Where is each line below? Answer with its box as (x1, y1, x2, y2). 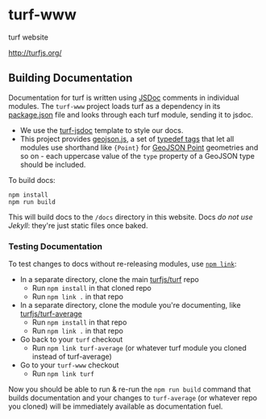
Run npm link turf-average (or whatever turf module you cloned (31, 343, 247, 353)
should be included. (19, 160, 86, 169)
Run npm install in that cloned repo (31, 284, 152, 293)
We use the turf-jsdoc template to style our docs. (19, 125, 184, 135)
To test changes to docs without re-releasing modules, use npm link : (8, 259, 237, 269)
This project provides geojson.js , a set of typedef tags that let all (19, 134, 235, 143)
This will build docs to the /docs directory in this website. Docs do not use (8, 212, 253, 222)
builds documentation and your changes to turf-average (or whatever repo (8, 393, 258, 403)
